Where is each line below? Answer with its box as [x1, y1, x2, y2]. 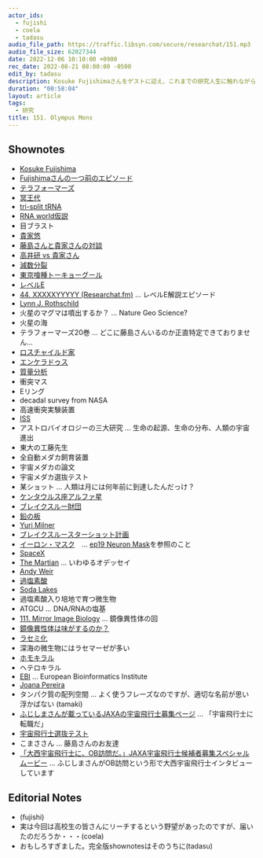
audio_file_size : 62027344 [8, 48, 97, 56]
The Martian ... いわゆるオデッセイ [19, 558, 131, 567]
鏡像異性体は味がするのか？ [19, 623, 110, 633]
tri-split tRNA [19, 201, 62, 211]
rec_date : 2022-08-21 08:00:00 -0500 [8, 63, 132, 71]
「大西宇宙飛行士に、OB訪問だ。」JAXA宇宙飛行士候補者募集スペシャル [19, 748, 250, 757]
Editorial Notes [8, 791, 82, 805]
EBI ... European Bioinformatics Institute [19, 672, 148, 681]
